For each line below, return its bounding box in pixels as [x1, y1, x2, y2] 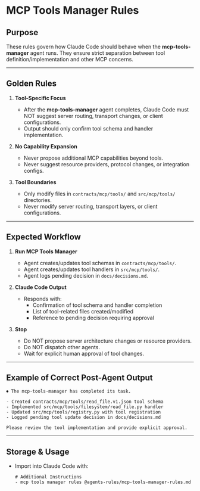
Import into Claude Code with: [14, 462, 89, 470]
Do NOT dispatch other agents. [23, 343, 100, 350]
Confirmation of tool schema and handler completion [32, 302, 162, 309]
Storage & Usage [6, 446, 70, 456]
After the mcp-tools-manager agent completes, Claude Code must [23, 105, 189, 113]
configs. [23, 167, 44, 174]
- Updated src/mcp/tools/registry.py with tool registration [6, 409, 161, 415]
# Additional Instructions [14, 474, 82, 480]
